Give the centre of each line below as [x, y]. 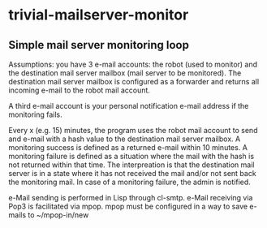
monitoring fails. [35, 114]
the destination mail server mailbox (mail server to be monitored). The [125, 73]
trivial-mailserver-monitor [99, 15]
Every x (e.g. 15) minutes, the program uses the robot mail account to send [133, 130]
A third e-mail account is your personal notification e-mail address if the [129, 106]
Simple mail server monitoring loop [99, 45]
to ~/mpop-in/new [58, 215]
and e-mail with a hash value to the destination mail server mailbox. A [125, 139]
